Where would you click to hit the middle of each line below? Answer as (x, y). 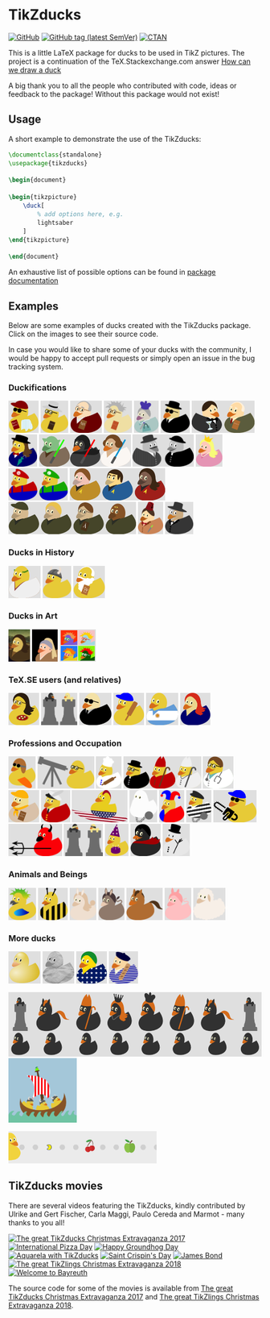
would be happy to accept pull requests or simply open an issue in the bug (132, 358)
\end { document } (34, 257)
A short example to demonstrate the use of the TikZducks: (105, 139)
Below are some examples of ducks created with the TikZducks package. (130, 325)
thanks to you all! (37, 1222)
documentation (33, 281)
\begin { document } (37, 180)
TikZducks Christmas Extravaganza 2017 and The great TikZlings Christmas (134, 1296)
